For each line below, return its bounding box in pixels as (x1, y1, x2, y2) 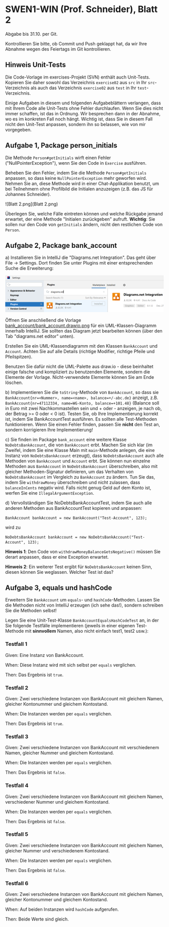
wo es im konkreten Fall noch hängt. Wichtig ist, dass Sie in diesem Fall (5, 116, 153, 122)
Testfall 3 (5, 733, 29, 740)
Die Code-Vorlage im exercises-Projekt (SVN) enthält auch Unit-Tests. (5, 74, 150, 80)
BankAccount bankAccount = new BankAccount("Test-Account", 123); (5, 515, 147, 520)
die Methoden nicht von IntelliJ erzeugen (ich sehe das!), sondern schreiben (5, 602, 163, 608)
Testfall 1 (5, 641, 28, 648)
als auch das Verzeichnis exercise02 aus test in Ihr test (30, 85, 147, 91)
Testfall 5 (5, 831, 29, 838)
